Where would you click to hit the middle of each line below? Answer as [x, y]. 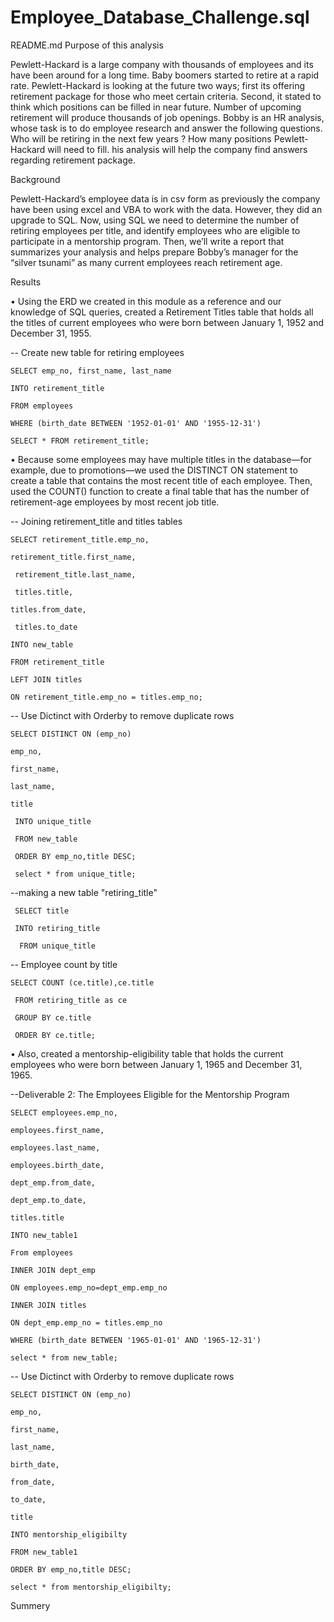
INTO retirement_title [57, 388]
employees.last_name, [55, 1147]
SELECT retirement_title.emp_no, [80, 539]
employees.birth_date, [57, 1165]
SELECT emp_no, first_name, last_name [91, 371]
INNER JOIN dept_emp [53, 1270]
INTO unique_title [53, 821]
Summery [30, 1605]
